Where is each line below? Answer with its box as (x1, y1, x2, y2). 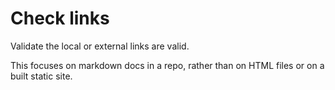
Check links (10, 7, 110, 30)
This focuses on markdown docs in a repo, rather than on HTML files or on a (10, 59, 325, 71)
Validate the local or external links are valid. (10, 40, 190, 52)
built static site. (10, 70, 73, 82)
